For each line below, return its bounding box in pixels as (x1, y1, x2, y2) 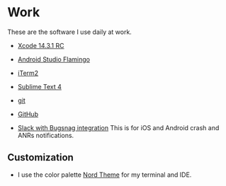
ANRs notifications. (17, 131, 74, 139)
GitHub (17, 110, 39, 118)
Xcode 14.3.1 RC (17, 41, 64, 50)
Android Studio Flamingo (17, 54, 91, 64)
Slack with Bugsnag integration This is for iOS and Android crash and (17, 123, 220, 132)
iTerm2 (17, 69, 39, 77)
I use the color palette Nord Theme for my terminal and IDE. (17, 170, 192, 179)
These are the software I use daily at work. (7, 28, 132, 36)
